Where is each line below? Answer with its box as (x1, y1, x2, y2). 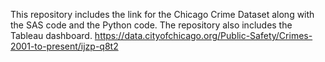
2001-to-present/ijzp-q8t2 (10, 40, 119, 52)
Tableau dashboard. (10, 30, 93, 41)
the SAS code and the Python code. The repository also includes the (10, 19, 293, 31)
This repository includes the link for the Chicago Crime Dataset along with (10, 9, 315, 20)
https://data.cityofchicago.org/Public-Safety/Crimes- (94, 30, 313, 41)
